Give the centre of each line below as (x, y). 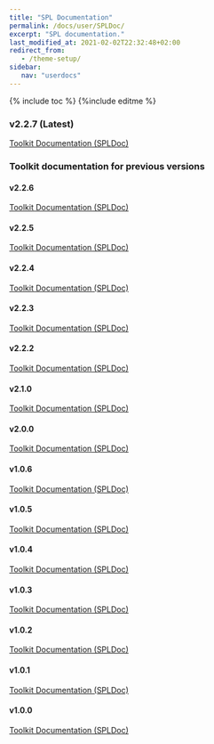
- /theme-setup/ (51, 59)
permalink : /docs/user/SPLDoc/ (67, 26)
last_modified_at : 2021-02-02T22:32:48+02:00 (95, 42)
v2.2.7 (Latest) (42, 124)
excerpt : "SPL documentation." (67, 34)
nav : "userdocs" (51, 76)
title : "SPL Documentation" (61, 17)
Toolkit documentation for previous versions (107, 166)
